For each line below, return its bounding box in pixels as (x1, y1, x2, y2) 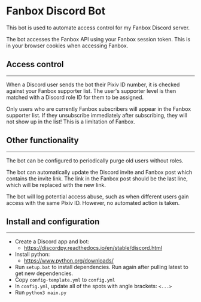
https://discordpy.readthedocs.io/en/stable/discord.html (23, 244, 163, 252)
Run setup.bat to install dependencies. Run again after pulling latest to (14, 264, 188, 271)
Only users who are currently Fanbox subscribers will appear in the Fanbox (6, 105, 191, 112)
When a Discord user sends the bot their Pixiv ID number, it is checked (6, 81, 180, 88)
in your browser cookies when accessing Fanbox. (6, 42, 129, 49)
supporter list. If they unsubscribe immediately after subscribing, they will (6, 111, 187, 119)
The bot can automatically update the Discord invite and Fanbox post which (6, 168, 193, 176)
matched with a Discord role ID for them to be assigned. (6, 93, 144, 101)
